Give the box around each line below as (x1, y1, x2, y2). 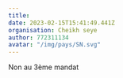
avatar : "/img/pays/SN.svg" (8, 41, 102, 49)
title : (8, 11, 30, 20)
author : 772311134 (8, 33, 69, 42)
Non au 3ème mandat (8, 62, 79, 72)
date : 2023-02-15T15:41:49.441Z (8, 19, 115, 27)
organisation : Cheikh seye (8, 26, 98, 34)
